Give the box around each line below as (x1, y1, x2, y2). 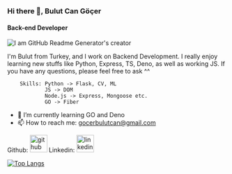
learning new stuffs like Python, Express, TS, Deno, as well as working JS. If (7, 60, 225, 68)
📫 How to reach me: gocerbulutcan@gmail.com (17, 119, 156, 127)
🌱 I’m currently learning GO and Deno (17, 111, 125, 119)
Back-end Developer (7, 24, 68, 32)
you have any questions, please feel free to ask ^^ (7, 67, 150, 76)
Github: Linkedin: (7, 146, 75, 155)
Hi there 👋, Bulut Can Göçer (7, 6, 102, 16)
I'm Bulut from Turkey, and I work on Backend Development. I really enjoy (7, 52, 218, 61)
